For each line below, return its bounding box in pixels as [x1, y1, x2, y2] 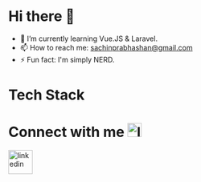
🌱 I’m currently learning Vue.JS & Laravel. [19, 34, 158, 43]
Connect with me [8, 123, 125, 141]
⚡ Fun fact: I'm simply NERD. [19, 55, 115, 64]
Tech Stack [8, 86, 85, 104]
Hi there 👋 [8, 7, 75, 26]
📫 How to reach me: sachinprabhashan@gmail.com [19, 42, 193, 52]
